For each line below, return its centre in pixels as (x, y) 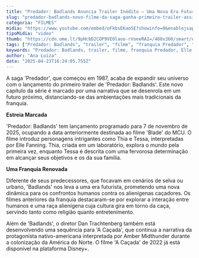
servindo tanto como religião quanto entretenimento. (70, 212)
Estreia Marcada (27, 115)
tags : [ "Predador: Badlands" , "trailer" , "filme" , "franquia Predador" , (98, 45)
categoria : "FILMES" (32, 22)
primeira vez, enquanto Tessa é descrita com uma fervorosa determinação (97, 151)
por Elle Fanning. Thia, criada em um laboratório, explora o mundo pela (93, 145)
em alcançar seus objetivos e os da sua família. (64, 157)
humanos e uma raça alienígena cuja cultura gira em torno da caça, (88, 205)
